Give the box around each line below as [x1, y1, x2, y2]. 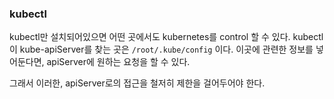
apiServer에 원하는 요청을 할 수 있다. [46, 56, 191, 68]
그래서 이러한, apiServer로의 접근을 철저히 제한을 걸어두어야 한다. [9, 77, 266, 89]
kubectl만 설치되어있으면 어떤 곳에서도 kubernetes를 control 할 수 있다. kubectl [9, 31, 324, 43]
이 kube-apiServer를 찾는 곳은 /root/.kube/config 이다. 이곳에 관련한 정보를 [9, 43, 314, 56]
